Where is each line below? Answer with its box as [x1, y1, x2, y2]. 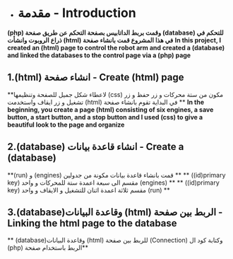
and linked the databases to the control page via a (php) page [7, 51, 191, 59]
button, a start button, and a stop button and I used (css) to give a [7, 113, 203, 121]
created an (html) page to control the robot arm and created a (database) [7, 43, 225, 52]
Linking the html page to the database [7, 217, 178, 229]
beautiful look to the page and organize [7, 120, 125, 129]
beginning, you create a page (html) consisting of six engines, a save [7, 105, 214, 114]
